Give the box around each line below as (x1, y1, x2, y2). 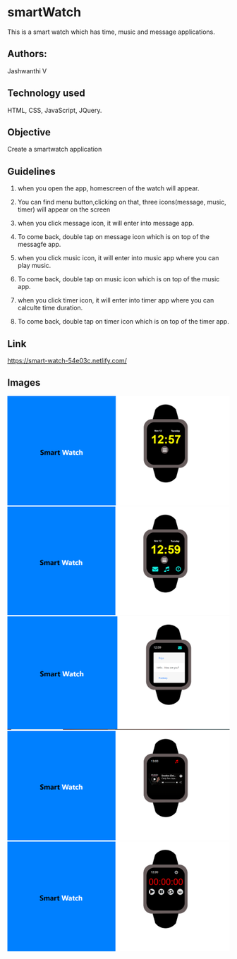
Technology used (7, 87, 86, 99)
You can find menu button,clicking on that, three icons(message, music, (17, 198, 227, 207)
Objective (7, 126, 51, 138)
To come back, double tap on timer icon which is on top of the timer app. (17, 317, 229, 326)
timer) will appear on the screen (17, 205, 111, 214)
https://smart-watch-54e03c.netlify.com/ (7, 357, 127, 365)
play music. (17, 262, 51, 270)
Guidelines (7, 165, 56, 177)
